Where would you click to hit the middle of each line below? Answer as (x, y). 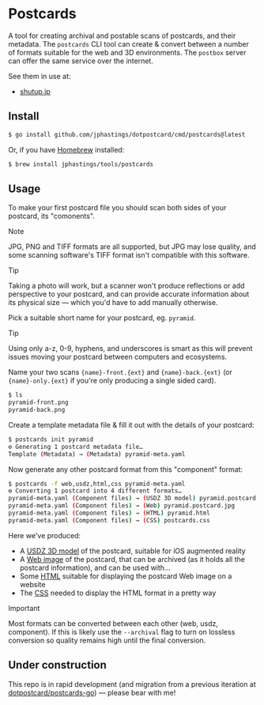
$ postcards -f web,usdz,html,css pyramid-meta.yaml (97, 484)
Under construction (57, 665)
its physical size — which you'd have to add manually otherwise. (113, 303)
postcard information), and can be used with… (95, 567)
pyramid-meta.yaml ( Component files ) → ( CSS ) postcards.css (109, 520)
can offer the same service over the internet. (81, 61)
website (32, 584)
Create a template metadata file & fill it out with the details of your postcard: (131, 424)
